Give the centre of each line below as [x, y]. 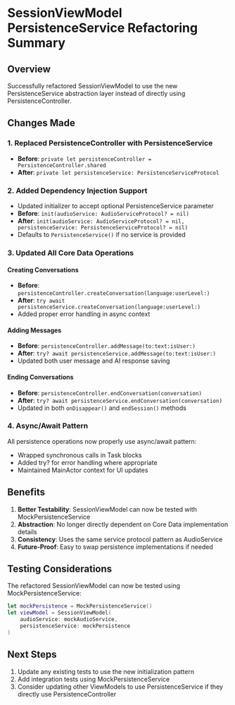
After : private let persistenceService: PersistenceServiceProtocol [118, 172]
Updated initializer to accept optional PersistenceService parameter [116, 205]
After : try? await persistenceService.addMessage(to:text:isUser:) [117, 354]
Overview [29, 69]
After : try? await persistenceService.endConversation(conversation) [120, 400]
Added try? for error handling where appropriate [87, 462]
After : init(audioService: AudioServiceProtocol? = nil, [101, 221]
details [27, 531]
